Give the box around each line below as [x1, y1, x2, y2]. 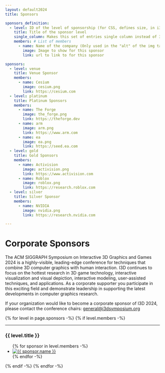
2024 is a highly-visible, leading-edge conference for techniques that [5, 259, 146, 266]
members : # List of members [14, 39, 71, 44]
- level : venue [9, 66, 41, 71]
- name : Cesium [18, 80, 50, 85]
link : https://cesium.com [23, 89, 76, 94]
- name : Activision [18, 162, 58, 167]
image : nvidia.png [23, 208, 60, 213]
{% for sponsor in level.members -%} [12, 343, 88, 349]
